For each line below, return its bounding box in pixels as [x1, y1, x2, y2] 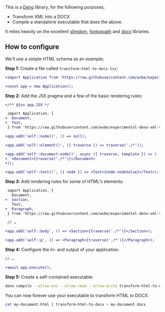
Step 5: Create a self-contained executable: [5, 274, 94, 280]
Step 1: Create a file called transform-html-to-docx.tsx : [5, 65, 118, 71]
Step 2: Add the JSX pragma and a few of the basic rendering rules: [5, 93, 143, 99]
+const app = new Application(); [5, 84, 74, 89]
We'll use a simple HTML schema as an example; [5, 56, 104, 62]
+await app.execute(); [5, 265, 52, 270]
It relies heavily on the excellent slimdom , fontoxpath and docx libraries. [5, 29, 150, 34]
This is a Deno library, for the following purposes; [5, 4, 105, 10]
